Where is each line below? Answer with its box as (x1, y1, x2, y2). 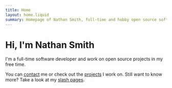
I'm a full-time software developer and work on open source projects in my (5, 56, 163, 62)
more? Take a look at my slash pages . (5, 77, 85, 83)
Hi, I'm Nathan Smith (5, 39, 95, 51)
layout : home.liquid (5, 12, 50, 17)
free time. (5, 61, 26, 68)
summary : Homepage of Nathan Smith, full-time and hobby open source (5, 17, 157, 22)
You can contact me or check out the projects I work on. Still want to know (5, 71, 162, 77)
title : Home (5, 7, 31, 13)
